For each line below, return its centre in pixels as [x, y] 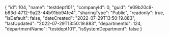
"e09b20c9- [140, 7]
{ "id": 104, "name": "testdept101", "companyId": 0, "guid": [66, 7]
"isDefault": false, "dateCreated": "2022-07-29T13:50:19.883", [70, 18]
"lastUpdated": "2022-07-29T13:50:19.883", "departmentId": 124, [73, 23]
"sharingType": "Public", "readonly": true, [121, 13]
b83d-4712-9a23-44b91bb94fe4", [41, 13]
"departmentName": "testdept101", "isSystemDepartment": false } [74, 29]
